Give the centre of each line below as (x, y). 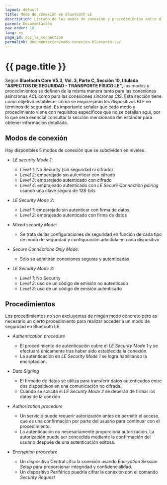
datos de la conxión (40, 397)
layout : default (22, 10)
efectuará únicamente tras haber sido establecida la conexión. (83, 351)
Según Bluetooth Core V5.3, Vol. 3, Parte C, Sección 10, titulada (72, 80)
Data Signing (26, 371)
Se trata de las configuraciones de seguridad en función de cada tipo (91, 234)
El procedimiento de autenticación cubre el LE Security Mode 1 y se (89, 346)
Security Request (38, 478)
